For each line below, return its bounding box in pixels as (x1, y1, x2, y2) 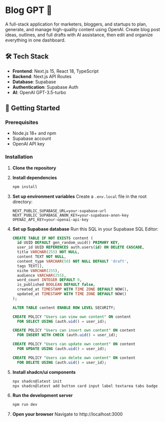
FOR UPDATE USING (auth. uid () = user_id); (17, 346, 107, 351)
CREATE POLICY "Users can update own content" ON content (12, 342, 136, 347)
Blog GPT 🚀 (5, 5, 52, 16)
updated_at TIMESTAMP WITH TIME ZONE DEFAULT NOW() (17, 292, 127, 297)
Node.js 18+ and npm (12, 130, 56, 136)
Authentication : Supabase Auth (12, 84, 79, 90)
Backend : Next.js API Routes (12, 73, 72, 79)
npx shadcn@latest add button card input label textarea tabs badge (12, 383, 158, 388)
